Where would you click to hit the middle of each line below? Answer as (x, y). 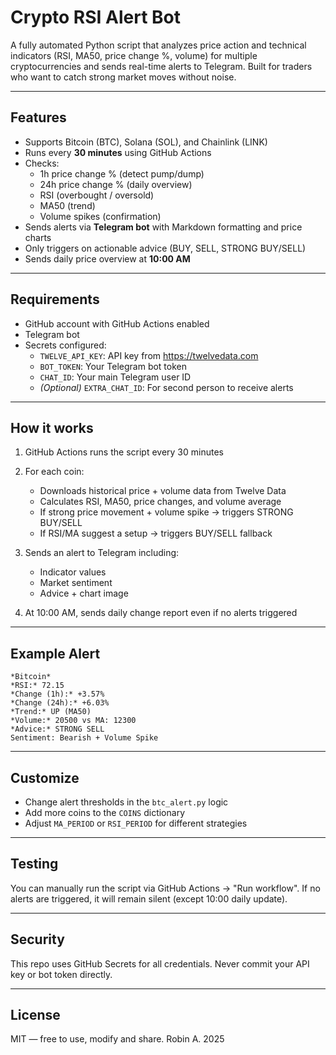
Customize (45, 777)
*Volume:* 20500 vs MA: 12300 (73, 721)
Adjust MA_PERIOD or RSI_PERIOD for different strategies (136, 823)
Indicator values (73, 572)
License (35, 1015)
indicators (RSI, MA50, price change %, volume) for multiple (134, 55)
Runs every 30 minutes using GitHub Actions (118, 152)
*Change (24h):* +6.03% (60, 703)
